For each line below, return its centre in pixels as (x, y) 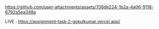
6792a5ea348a (21, 12)
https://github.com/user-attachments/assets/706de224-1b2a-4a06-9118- (79, 7)
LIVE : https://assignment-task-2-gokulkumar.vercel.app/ (63, 22)
